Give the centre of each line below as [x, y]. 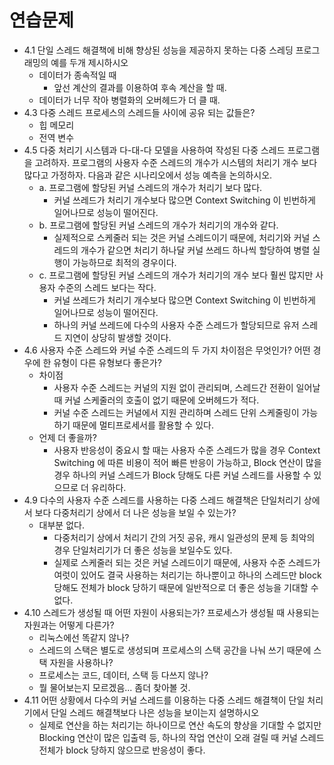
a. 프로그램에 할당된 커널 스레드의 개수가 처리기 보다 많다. [150, 187]
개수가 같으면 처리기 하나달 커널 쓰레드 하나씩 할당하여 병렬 [195, 250]
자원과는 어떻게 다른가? [69, 625]
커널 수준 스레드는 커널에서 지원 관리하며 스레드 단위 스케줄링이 [176, 412]
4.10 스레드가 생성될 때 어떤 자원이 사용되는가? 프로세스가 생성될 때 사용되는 [171, 612]
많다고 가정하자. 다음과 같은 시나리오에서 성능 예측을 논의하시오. [148, 175]
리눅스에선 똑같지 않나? [84, 637]
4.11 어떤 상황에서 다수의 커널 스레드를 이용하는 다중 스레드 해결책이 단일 [164, 700]
